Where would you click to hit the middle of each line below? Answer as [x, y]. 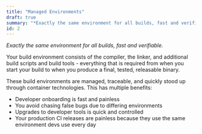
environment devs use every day [55, 125]
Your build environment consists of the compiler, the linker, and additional [97, 57]
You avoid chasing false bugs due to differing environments [89, 106]
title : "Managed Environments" [45, 12]
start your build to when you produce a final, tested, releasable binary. [93, 70]
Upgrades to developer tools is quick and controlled [79, 112]
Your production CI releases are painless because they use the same [100, 118]
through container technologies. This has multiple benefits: [79, 88]
